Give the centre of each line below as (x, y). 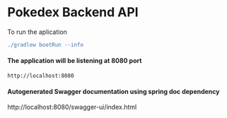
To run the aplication (37, 32)
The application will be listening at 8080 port (75, 61)
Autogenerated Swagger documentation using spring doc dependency (113, 91)
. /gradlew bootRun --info (45, 45)
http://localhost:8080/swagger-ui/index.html (72, 107)
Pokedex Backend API (73, 12)
